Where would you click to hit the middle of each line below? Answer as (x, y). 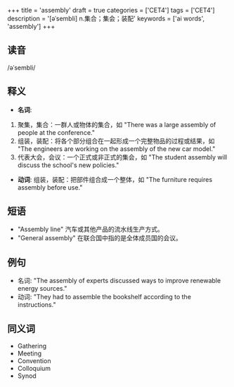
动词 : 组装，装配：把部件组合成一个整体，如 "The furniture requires (115, 179)
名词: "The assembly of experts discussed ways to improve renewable (119, 281)
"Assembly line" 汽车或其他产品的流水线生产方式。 (90, 229)
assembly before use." (50, 187)
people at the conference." (56, 132)
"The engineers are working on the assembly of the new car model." (116, 149)
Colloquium (34, 369)
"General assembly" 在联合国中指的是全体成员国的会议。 (100, 238)
